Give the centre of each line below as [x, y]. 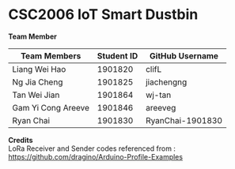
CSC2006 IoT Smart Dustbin [103, 15]
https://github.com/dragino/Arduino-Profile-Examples [96, 156]
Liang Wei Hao [39, 69]
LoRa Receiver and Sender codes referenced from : [92, 148]
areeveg [161, 107]
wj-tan [158, 95]
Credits [21, 140]
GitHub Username [184, 55]
